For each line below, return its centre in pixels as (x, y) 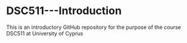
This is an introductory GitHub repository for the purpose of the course (94, 27)
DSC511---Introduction (64, 11)
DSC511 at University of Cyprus (45, 33)
